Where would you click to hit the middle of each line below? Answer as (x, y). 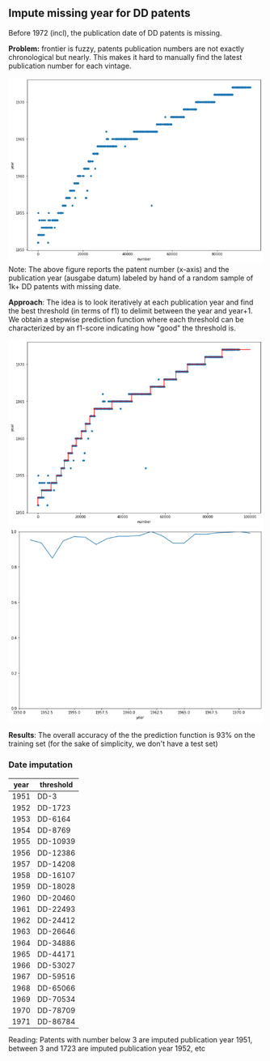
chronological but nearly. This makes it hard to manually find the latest (125, 57)
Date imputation (40, 765)
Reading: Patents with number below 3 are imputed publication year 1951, (131, 1039)
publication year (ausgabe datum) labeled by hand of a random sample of (131, 278)
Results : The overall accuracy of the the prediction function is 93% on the (132, 735)
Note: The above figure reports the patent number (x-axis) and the (119, 270)
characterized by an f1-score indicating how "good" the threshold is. (122, 328)
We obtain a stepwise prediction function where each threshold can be (126, 320)
